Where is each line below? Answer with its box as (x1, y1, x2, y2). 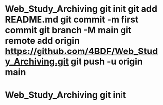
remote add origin (5, 35, 80, 47)
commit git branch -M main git (5, 25, 132, 36)
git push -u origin (71, 56, 143, 67)
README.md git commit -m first (5, 14, 139, 25)
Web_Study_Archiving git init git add (5, 3, 157, 15)
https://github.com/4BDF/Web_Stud (5, 46, 158, 57)
